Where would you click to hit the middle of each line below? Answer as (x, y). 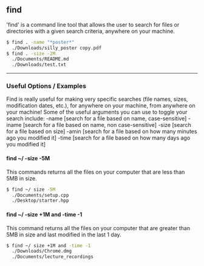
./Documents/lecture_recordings (53, 257)
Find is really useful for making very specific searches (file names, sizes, (97, 99)
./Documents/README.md (40, 59)
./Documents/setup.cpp (40, 195)
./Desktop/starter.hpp (40, 201)
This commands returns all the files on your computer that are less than (96, 172)
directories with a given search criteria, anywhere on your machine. (90, 31)
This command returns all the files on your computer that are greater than (98, 228)
